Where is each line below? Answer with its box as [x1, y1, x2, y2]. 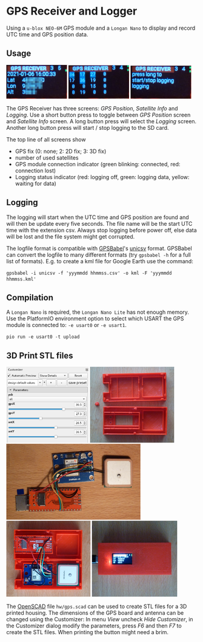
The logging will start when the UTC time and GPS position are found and [6, 214, 189, 221]
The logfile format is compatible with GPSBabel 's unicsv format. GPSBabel [6, 245, 192, 252]
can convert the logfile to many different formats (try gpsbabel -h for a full [6, 251, 191, 258]
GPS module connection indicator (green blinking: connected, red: [15, 160, 181, 167]
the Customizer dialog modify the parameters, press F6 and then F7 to [6, 622, 182, 629]
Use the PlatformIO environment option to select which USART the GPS [6, 315, 184, 322]
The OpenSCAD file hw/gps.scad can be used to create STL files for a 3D [6, 603, 187, 610]
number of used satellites [15, 154, 79, 161]
